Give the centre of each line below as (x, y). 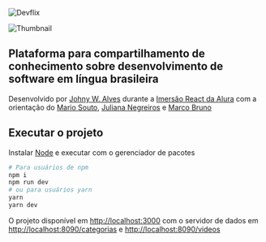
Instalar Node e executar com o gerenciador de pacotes (102, 152)
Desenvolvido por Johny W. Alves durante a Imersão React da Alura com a (133, 98)
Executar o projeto (56, 133)
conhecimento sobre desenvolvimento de (116, 66)
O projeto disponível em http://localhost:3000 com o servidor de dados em (133, 220)
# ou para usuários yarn (50, 190)
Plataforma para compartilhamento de (107, 54)
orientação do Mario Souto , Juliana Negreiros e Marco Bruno (110, 107)
